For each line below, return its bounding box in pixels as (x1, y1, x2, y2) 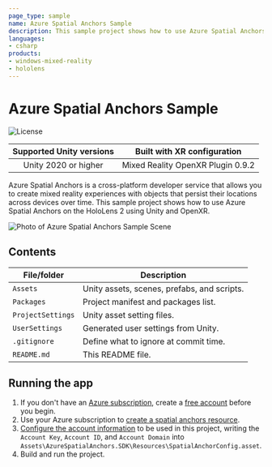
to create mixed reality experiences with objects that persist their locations (8, 188, 257, 199)
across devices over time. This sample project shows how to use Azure (8, 197, 246, 207)
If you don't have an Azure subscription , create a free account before (19, 398, 252, 408)
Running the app (8, 376, 93, 390)
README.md (12, 349, 50, 359)
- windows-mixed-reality (8, 58, 92, 66)
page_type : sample (8, 11, 70, 20)
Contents (8, 245, 57, 259)
